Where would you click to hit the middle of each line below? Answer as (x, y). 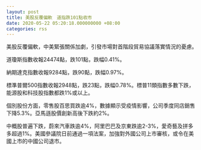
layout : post (23, 12)
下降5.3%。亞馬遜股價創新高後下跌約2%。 (60, 113)
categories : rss (27, 29)
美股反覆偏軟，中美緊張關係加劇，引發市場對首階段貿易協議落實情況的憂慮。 (102, 47)
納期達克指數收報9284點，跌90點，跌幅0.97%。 (67, 73)
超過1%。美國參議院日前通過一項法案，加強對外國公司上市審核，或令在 (100, 134)
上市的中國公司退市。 (38, 141)
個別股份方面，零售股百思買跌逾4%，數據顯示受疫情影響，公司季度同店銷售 (101, 106)
